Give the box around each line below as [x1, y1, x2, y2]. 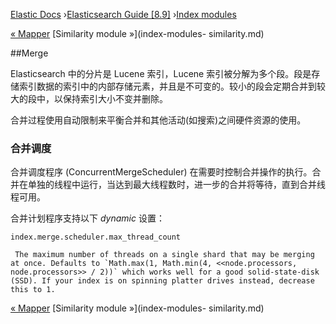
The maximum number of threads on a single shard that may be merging [14, 250, 315, 260]
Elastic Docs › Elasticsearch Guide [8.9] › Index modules [10, 9, 237, 20]
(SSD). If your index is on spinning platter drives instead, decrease [10, 276, 315, 286]
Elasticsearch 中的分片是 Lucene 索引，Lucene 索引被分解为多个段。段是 [10, 68, 312, 79]
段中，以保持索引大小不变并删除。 [27, 93, 168, 104]
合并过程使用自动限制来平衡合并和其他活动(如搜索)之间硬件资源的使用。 [10, 114, 307, 126]
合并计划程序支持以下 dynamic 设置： [10, 212, 165, 224]
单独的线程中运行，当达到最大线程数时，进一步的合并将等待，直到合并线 [27, 179, 326, 191]
